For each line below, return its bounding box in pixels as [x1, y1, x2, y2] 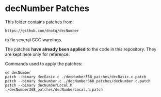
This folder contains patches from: [5, 19, 74, 25]
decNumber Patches [5, 3, 90, 14]
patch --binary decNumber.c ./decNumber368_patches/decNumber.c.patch [5, 79, 151, 83]
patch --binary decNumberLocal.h [5, 83, 73, 88]
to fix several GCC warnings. [5, 37, 63, 43]
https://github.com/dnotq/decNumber [5, 28, 79, 33]
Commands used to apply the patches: [5, 61, 82, 66]
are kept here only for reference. [5, 51, 70, 57]
